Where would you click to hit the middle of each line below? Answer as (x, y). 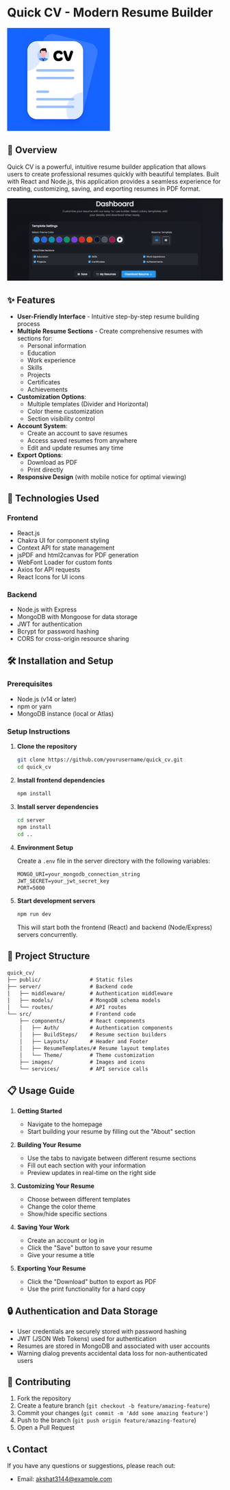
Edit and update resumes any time (75, 448)
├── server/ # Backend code (70, 986)
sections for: (35, 338)
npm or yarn (34, 706)
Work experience (51, 360)
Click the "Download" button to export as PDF (92, 1281)
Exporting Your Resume (51, 1268)
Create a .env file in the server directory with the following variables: (114, 861)
